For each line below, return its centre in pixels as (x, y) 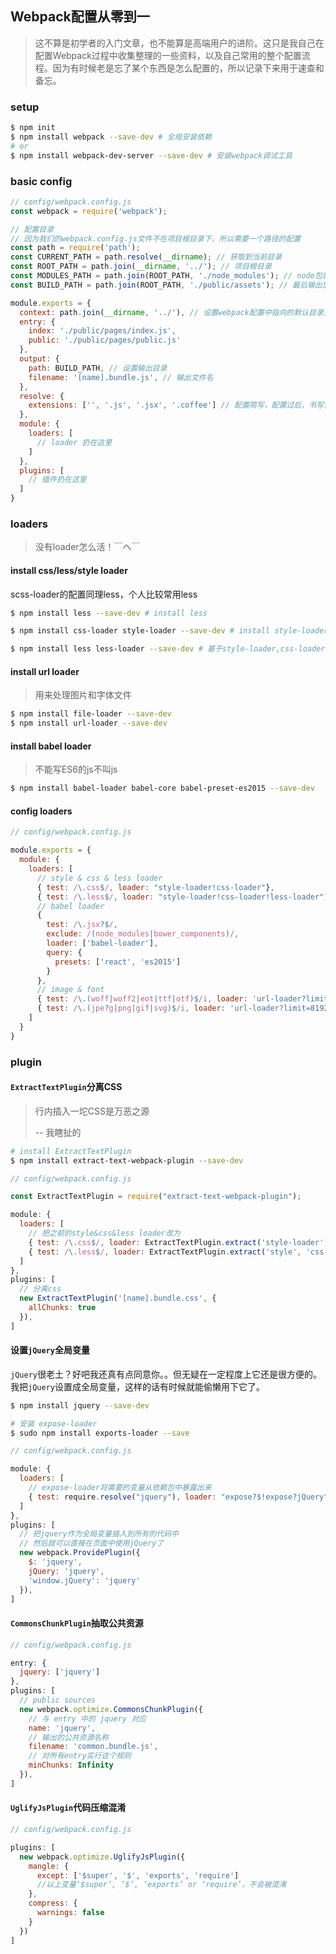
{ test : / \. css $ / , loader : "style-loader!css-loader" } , (155, 887)
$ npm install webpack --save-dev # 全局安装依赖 (111, 137)
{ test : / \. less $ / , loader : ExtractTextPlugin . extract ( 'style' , (165, 1252)
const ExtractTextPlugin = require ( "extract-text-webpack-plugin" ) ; (156, 1197)
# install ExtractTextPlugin (71, 1151)
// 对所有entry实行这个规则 (80, 1756)
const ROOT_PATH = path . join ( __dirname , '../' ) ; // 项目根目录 (141, 267)
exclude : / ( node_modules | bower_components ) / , (143, 934)
